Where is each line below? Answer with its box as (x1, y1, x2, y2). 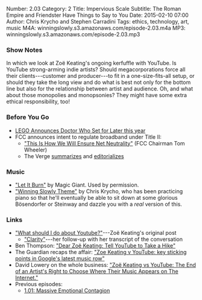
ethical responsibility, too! (6, 98, 71, 105)
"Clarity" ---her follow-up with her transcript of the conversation (24, 235, 183, 243)
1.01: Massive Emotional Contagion (24, 287, 110, 295)
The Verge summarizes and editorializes (24, 152, 124, 159)
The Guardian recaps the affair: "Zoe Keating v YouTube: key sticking (14, 249, 187, 256)
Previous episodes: (14, 281, 63, 288)
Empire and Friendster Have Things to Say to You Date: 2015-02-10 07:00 (6, 11, 189, 19)
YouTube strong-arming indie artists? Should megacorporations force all (6, 66, 186, 73)
